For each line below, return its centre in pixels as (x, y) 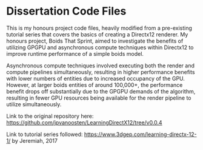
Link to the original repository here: (50, 116)
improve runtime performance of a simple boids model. (75, 53)
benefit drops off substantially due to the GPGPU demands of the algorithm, (101, 91)
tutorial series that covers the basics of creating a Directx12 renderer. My (97, 34)
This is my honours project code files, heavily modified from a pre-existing (99, 28)
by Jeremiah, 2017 (35, 140)
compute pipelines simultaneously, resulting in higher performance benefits (101, 72)
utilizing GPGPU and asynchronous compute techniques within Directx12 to (100, 47)
